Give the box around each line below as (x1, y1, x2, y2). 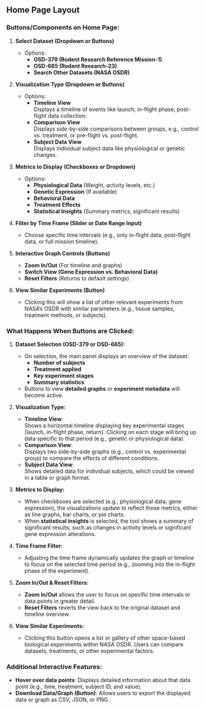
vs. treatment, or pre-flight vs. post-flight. (33, 131, 139, 139)
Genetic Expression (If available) (33, 188, 117, 195)
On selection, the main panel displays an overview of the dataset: (24, 352, 189, 359)
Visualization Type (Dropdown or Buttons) (15, 80, 125, 88)
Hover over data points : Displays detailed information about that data (15, 676, 191, 684)
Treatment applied (33, 365, 81, 373)
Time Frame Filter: (15, 542, 63, 550)
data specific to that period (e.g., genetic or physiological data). (24, 435, 185, 442)
